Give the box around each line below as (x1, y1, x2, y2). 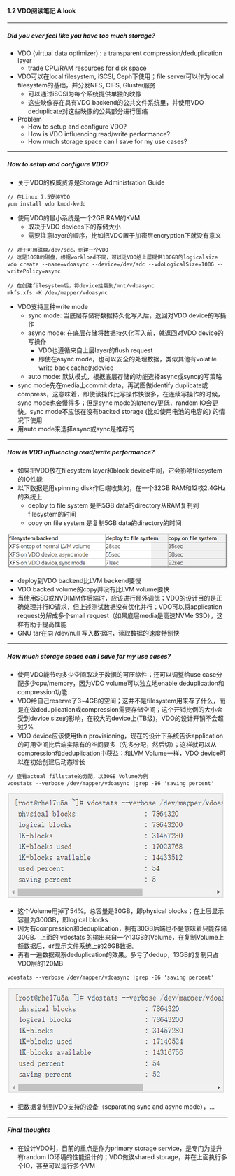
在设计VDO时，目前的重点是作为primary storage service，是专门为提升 (17, 1144, 222, 1153)
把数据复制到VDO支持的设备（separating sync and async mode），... (17, 1103, 215, 1111)
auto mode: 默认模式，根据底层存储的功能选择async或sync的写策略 (27, 373, 222, 381)
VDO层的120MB (17, 959, 64, 968)
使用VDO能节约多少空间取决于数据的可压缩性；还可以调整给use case (17, 671, 217, 679)
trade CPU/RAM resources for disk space (27, 64, 147, 73)
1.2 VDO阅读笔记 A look (7, 6, 76, 15)
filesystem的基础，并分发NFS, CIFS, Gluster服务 (17, 81, 156, 89)
